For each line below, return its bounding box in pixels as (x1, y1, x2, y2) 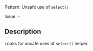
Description (4, 28, 41, 36)
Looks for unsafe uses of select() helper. (4, 40, 89, 46)
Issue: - (4, 14, 20, 19)
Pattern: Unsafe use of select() (4, 4, 69, 10)
